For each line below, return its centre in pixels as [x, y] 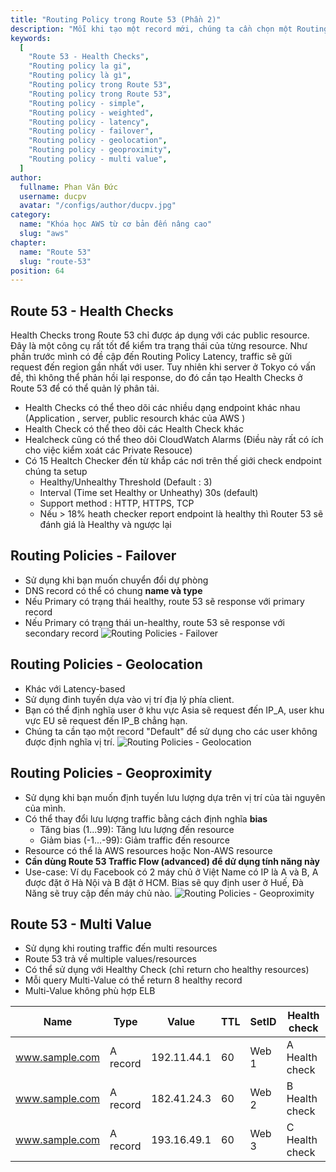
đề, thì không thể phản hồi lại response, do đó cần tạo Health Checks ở [156, 378]
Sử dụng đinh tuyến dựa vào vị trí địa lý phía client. [129, 699]
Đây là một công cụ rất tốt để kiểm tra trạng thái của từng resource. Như [159, 346]
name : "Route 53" [55, 252]
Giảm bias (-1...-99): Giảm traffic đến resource [135, 840]
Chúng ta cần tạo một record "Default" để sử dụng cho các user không [171, 731]
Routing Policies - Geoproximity [111, 773]
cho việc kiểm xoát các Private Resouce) [108, 450]
